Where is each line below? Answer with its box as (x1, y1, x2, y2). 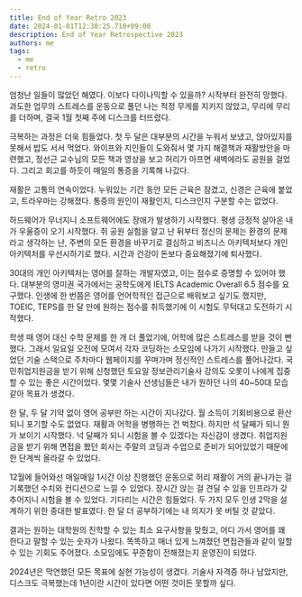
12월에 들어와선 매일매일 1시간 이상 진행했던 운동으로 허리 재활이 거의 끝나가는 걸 (9, 471, 293, 482)
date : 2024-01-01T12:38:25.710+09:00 (9, 22, 151, 31)
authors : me (9, 38, 54, 48)
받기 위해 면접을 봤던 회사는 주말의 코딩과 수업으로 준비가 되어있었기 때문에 (25, 441, 288, 452)
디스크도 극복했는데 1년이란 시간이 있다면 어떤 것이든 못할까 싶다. (9, 577, 236, 588)
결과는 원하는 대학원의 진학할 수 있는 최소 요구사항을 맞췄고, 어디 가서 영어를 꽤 (9, 524, 286, 535)
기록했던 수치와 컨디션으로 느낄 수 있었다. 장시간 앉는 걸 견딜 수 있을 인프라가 (9, 482, 279, 493)
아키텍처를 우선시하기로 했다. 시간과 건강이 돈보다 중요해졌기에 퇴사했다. (9, 248, 262, 259)
